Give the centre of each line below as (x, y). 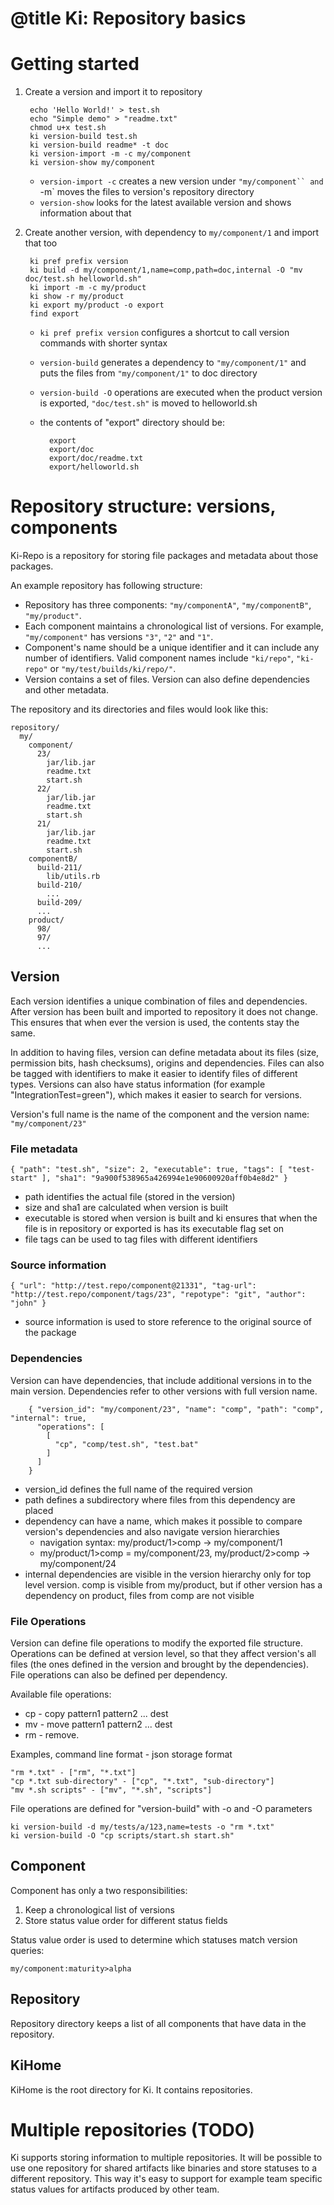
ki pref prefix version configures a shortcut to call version (164, 333)
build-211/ (59, 868)
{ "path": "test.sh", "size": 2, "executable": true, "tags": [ (147, 1170)
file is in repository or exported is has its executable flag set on (154, 1229)
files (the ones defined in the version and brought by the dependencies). (160, 1664)
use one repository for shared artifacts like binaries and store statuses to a (164, 2168)
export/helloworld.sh (94, 467)
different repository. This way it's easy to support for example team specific (166, 2179)
